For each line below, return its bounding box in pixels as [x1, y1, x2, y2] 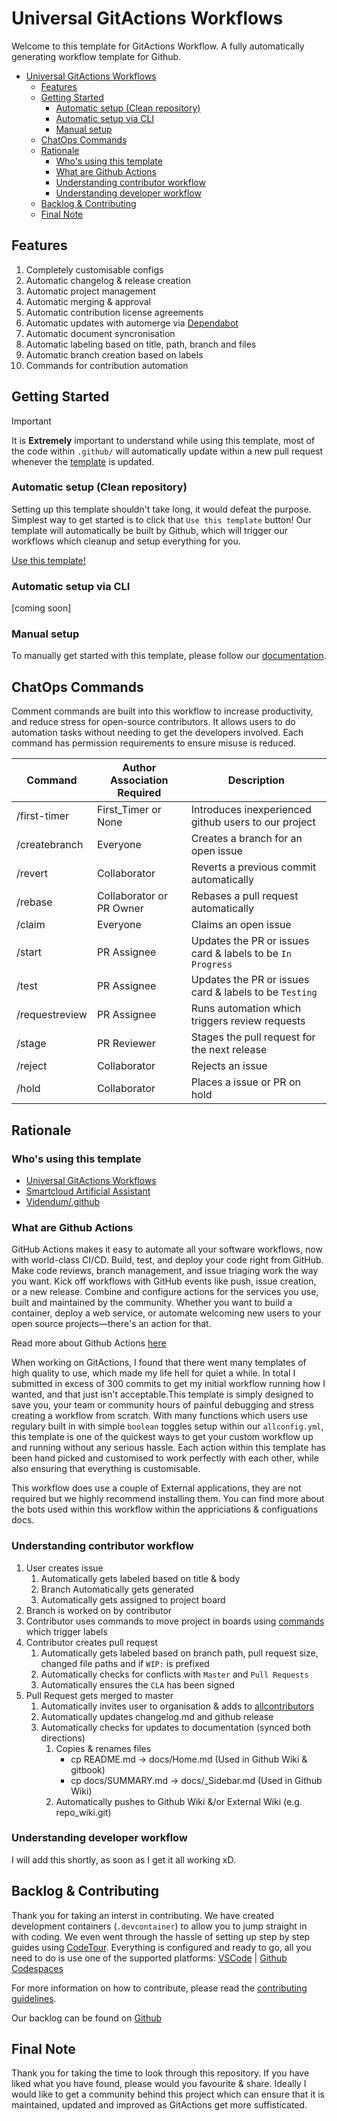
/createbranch [16, 838, 84, 852]
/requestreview [16, 1008, 88, 1022]
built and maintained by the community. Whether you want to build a [11, 1297, 293, 1309]
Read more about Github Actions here [11, 1337, 167, 1349]
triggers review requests [190, 1014, 306, 1028]
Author [122, 761, 157, 775]
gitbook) [70, 1763, 106, 1776]
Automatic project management [25, 285, 156, 297]
